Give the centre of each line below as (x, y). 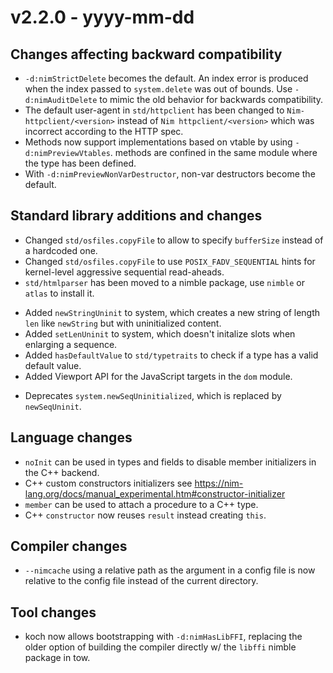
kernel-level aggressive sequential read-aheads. (124, 272)
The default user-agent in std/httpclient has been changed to (154, 110)
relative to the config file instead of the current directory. (141, 581)
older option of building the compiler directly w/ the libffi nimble (160, 647)
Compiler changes (69, 546)
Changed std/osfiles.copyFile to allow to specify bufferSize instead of (174, 240)
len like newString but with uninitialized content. (123, 323)
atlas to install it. (59, 293)
